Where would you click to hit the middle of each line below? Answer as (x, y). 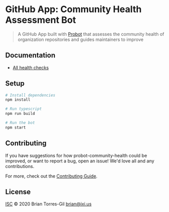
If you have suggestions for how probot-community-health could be (76, 155)
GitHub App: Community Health (74, 9)
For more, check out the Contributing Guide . (52, 176)
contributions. (20, 166)
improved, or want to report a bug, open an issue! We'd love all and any (80, 161)
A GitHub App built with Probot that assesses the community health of (91, 34)
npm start (16, 128)
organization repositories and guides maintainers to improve (80, 39)
